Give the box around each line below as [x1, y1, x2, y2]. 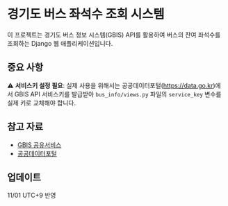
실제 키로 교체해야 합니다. [7, 98, 76, 107]
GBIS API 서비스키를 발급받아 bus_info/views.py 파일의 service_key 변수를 [14, 89, 222, 98]
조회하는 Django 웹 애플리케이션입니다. [7, 39, 113, 47]
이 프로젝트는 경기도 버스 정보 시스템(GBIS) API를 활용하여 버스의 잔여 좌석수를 [7, 31, 221, 39]
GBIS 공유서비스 [17, 140, 62, 149]
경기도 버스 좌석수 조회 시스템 [7, 6, 165, 22]
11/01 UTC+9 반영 [7, 191, 56, 200]
